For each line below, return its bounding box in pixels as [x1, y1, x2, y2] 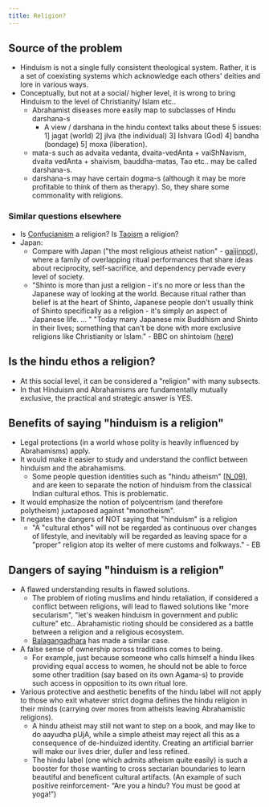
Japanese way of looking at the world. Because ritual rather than [31, 288, 247, 298]
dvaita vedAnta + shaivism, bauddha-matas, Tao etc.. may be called [31, 157, 257, 166]
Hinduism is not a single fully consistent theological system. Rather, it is [19, 63, 257, 72]
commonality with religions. [31, 190, 124, 201]
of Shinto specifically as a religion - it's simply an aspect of [31, 306, 227, 316]
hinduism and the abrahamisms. [19, 463, 126, 473]
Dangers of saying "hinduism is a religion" [8, 563, 225, 577]
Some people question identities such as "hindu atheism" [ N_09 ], [31, 471, 248, 482]
